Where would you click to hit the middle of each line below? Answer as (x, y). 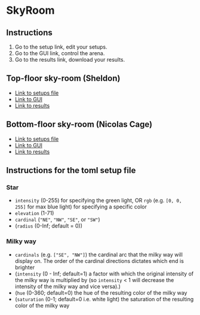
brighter (24, 267)
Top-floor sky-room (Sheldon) (63, 78)
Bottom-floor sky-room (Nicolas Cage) (79, 124)
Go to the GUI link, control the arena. (60, 53)
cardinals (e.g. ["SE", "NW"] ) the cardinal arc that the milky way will (99, 255)
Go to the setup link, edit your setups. (61, 47)
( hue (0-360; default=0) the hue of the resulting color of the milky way (101, 293)
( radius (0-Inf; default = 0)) (48, 226)
